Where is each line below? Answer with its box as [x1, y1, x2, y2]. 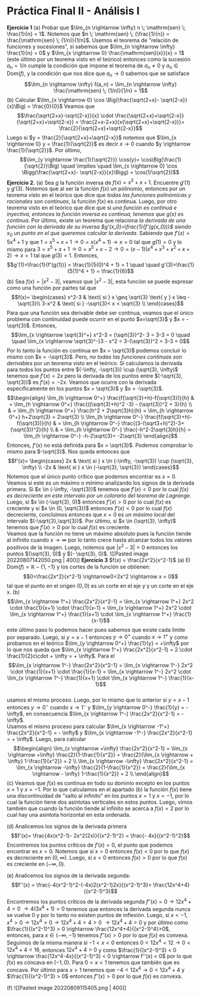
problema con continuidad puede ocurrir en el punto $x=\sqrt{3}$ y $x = [7, 315, 185, 323]
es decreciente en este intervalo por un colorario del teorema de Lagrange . [7, 492, 192, 499]
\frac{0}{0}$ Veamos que [32, 103, 95, 110]
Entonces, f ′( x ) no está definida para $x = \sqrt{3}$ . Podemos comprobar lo [7, 442, 193, 449]
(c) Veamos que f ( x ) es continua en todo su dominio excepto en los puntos [7, 779, 190, 786]
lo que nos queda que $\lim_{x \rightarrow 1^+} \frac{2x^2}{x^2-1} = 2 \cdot [7, 646, 193, 653]
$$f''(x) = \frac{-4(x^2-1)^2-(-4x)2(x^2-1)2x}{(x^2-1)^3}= [11, 881, 152, 888]
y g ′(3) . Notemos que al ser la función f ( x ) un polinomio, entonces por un [7, 185, 186, 192]
